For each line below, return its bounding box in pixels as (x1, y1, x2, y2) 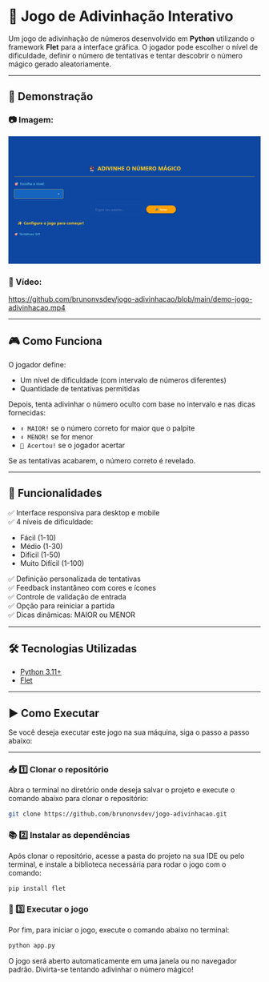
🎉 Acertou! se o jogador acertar (19, 440, 126, 450)
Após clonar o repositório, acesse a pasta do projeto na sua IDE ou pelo (8, 851, 245, 860)
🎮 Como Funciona (8, 335, 102, 348)
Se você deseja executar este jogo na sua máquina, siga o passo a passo (8, 727, 250, 737)
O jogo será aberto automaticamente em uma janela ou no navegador (8, 956, 238, 965)
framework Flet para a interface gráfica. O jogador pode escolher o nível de (8, 42, 259, 51)
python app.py (8, 941, 56, 949)
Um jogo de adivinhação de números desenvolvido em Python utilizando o (8, 34, 255, 43)
